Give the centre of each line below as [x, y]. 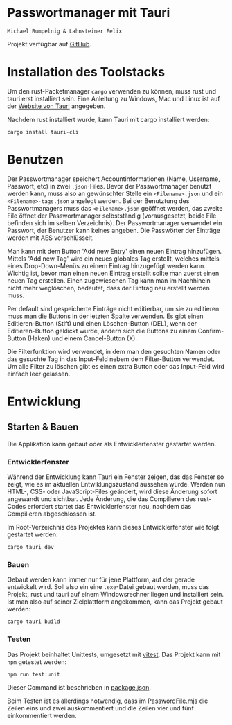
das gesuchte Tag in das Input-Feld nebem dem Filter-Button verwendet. [111, 359]
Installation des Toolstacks [86, 72]
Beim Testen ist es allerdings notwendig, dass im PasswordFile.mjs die [108, 701]
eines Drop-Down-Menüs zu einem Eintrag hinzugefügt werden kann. [107, 265]
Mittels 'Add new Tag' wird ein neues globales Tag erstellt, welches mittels [113, 259]
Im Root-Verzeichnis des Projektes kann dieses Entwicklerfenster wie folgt [113, 527]
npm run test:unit [34, 674]
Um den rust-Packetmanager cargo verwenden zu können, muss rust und [112, 91]
